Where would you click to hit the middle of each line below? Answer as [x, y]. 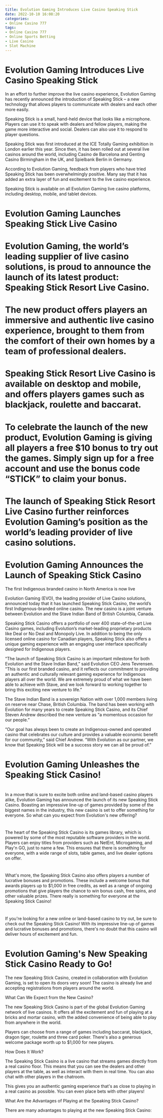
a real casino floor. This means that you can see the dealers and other [75, 1066]
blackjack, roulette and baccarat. [73, 405]
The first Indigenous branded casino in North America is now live [70, 588]
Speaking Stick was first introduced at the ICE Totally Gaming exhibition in [79, 144]
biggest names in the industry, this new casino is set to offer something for [80, 810]
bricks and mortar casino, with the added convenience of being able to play [81, 1017]
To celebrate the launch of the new [77, 427]
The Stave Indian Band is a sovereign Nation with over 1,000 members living [81, 699]
